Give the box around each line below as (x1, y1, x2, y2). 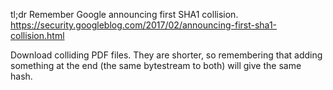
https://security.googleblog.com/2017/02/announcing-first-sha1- (10, 19, 278, 31)
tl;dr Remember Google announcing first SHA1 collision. (10, 9, 239, 20)
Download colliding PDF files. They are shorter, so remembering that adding (10, 49, 323, 61)
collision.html (10, 30, 65, 41)
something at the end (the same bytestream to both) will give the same (10, 60, 302, 71)
